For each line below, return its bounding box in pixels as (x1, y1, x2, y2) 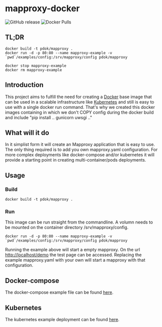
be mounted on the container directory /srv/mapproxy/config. (5, 225, 129, 230)
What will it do (5, 128, 50, 137)
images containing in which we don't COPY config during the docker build (5, 109, 154, 115)
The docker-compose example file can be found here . (5, 289, 114, 295)
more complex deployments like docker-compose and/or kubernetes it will (5, 152, 155, 158)
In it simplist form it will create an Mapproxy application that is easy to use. (5, 142, 155, 147)
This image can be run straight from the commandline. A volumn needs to (5, 219, 153, 225)
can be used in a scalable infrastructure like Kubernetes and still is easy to (5, 99, 155, 105)
